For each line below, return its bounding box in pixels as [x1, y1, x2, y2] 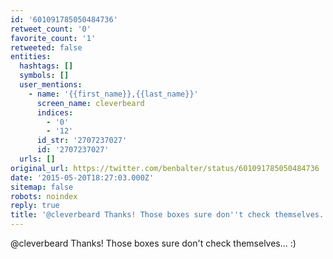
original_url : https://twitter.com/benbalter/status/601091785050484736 [10, 163, 320, 173]
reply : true [10, 201, 60, 211]
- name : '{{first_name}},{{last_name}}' [28, 89, 199, 99]
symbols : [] [19, 71, 70, 81]
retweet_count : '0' [10, 24, 92, 34]
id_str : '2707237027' [36, 136, 128, 146]
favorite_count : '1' [10, 33, 97, 43]
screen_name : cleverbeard [36, 98, 145, 108]
